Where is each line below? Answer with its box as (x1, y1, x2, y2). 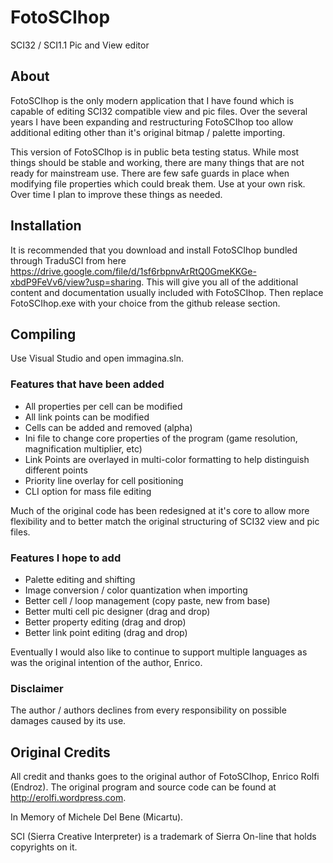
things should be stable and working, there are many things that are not (10, 156, 305, 168)
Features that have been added (10, 377, 165, 391)
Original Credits (10, 744, 111, 761)
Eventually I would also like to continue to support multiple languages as (10, 646, 308, 658)
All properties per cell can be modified (24, 400, 183, 412)
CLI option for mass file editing (24, 485, 152, 497)
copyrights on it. (10, 841, 78, 853)
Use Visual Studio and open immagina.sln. (10, 352, 184, 365)
